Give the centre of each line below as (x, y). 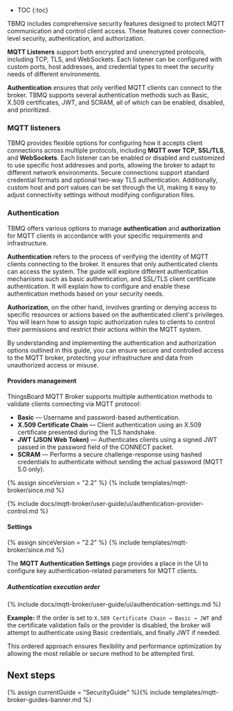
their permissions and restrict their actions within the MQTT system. (104, 329)
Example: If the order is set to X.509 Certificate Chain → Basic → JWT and (115, 618)
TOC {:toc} (33, 10)
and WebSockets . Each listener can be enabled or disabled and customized (116, 158)
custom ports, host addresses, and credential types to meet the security (111, 67)
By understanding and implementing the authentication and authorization (112, 343)
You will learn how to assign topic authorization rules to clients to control (111, 322)
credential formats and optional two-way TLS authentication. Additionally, (112, 180)
